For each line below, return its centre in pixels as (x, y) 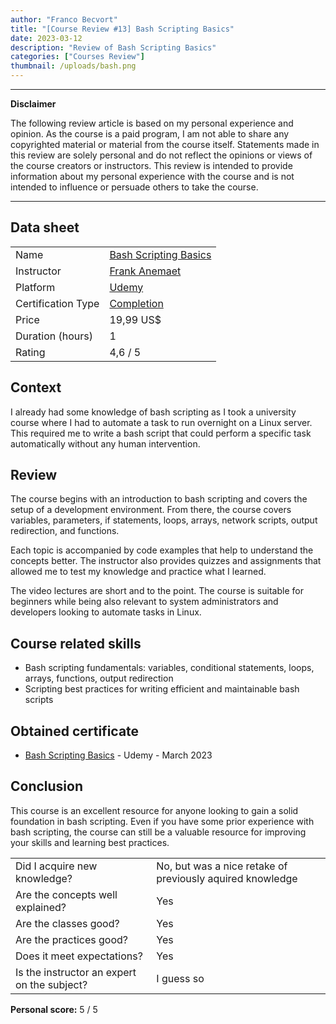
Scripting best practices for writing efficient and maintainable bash (162, 689)
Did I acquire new (56, 866)
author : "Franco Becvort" (64, 19)
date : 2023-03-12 (46, 38)
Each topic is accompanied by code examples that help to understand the (162, 550)
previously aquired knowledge (227, 878)
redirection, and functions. (65, 531)
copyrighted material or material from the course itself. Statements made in (165, 144)
